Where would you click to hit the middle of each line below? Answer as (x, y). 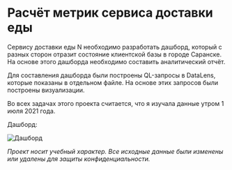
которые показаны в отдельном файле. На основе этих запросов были (113, 82)
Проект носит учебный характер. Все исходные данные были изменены (115, 151)
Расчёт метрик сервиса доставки (110, 13)
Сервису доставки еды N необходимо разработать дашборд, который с (115, 47)
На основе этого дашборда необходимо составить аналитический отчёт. (116, 61)
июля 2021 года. (31, 111)
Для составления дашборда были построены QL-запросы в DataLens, (111, 75)
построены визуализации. (46, 90)
